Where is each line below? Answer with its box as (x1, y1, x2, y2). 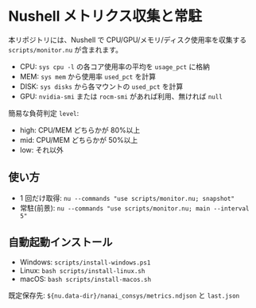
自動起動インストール (8, 236, 113, 249)
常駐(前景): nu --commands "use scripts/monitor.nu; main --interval (19, 203, 250, 213)
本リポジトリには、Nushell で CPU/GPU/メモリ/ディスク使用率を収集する (8, 35, 247, 44)
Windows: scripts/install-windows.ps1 (19, 257, 151, 267)
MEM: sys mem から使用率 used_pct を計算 (19, 71, 157, 81)
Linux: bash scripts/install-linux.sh (19, 265, 145, 275)
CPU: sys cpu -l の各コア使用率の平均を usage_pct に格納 (19, 61, 211, 71)
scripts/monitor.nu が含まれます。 (8, 44, 123, 54)
